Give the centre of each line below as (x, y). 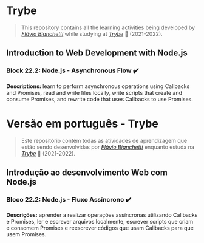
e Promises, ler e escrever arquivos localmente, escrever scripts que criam (100, 222)
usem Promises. (26, 234)
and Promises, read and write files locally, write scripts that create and (94, 92)
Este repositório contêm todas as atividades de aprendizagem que (104, 140)
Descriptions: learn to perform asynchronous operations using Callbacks (98, 86)
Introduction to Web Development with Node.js (97, 53)
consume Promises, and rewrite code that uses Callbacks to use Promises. (100, 99)
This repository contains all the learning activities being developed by (108, 27)
